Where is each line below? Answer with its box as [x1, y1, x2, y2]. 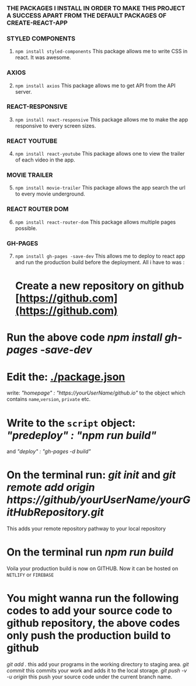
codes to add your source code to [6, 604, 173, 618]
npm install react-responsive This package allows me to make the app [15, 116, 188, 123]
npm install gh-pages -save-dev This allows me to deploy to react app [15, 253, 185, 259]
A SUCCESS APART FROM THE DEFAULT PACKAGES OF [6, 11, 167, 19]
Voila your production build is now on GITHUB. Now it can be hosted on [6, 565, 178, 572]
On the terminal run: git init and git [6, 468, 176, 482]
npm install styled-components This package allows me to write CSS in [15, 48, 188, 55]
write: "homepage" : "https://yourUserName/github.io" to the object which [6, 389, 185, 396]
